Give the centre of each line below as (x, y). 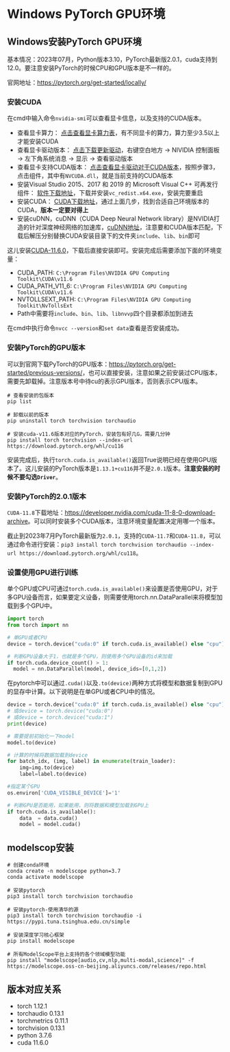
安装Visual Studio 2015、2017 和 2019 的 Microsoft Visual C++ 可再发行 (117, 184)
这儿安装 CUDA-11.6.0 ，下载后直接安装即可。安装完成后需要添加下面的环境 (112, 251)
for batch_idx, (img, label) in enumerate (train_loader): (91, 762)
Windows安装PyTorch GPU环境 (74, 42)
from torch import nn (38, 626)
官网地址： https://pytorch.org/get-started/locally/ (77, 82)
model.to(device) (32, 742)
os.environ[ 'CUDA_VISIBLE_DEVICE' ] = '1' (64, 793)
